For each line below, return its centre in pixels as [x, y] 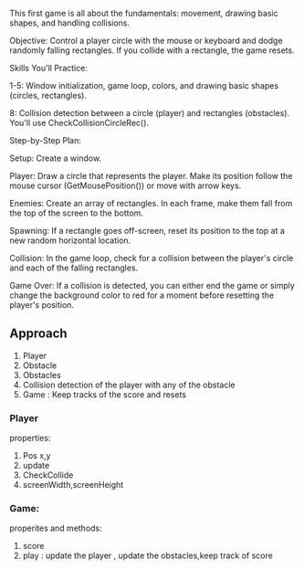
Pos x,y [37, 456]
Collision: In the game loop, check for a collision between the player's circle [152, 258]
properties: [30, 438]
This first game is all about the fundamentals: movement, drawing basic [144, 13]
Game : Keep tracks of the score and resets [105, 394]
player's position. [42, 305]
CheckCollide [48, 475]
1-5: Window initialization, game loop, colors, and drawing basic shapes [144, 85]
